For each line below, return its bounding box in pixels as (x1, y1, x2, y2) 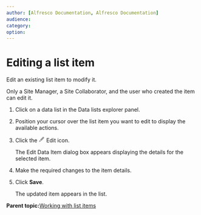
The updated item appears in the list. (15, 190, 107, 197)
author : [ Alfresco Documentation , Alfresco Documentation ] (6, 10, 159, 16)
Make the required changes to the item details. (15, 167, 132, 174)
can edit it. (6, 94, 33, 101)
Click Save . (15, 179, 44, 186)
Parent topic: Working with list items (6, 202, 96, 210)
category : (6, 22, 32, 29)
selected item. (15, 155, 51, 162)
